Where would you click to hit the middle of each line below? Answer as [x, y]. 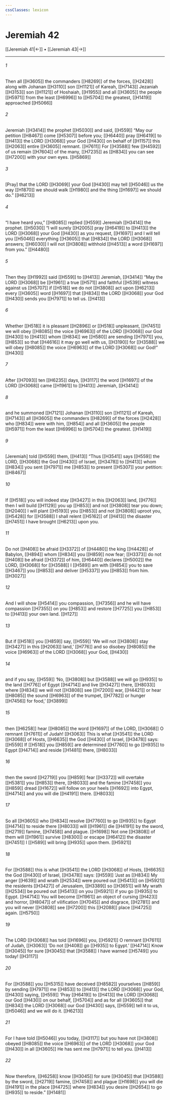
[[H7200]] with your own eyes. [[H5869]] [48, 157]
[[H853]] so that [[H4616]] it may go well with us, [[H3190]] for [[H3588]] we [85, 342]
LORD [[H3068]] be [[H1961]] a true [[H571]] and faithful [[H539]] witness [82, 282]
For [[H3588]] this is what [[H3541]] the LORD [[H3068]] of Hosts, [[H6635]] [85, 870]
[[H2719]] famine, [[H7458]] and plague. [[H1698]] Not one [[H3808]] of [80, 832]
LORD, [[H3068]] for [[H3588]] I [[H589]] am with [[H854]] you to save [79, 565]
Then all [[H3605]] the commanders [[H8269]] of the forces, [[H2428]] [79, 81]
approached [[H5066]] [29, 103]
